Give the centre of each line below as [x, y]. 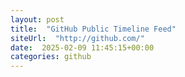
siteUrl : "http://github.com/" [77, 38]
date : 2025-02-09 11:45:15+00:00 [82, 47]
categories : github [51, 57]
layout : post [37, 19]
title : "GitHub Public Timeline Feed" [93, 29]
